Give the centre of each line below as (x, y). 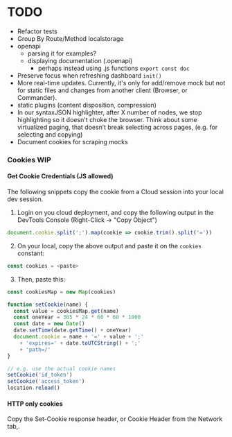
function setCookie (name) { (48, 305)
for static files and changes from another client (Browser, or (102, 90)
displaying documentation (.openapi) (80, 60)
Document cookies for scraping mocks (72, 142)
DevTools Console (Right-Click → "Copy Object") (87, 220)
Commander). (37, 97)
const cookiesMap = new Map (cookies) (62, 292)
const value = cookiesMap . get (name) (66, 311)
